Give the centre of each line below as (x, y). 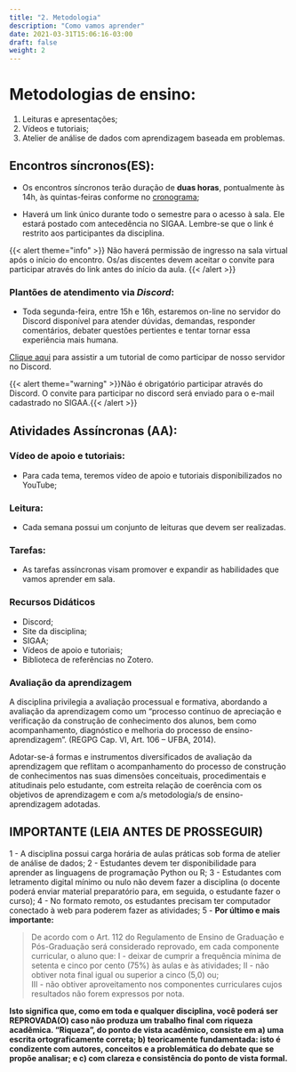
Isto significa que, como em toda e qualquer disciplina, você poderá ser (144, 1011)
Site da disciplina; (54, 631)
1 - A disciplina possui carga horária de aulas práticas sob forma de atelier (145, 853)
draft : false (33, 42)
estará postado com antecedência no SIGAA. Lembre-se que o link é (148, 223)
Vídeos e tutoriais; (55, 129)
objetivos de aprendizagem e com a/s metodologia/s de (111, 795)
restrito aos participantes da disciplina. (93, 233)
